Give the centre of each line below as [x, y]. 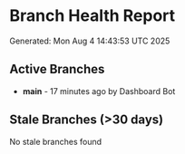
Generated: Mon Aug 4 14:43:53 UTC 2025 [90, 41]
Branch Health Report [92, 16]
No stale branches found [56, 141]
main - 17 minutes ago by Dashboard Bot [99, 91]
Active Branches [57, 69]
